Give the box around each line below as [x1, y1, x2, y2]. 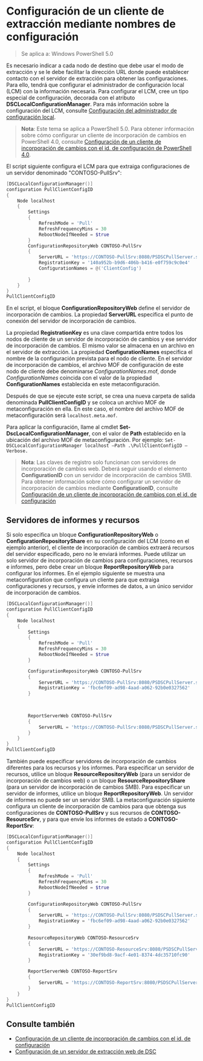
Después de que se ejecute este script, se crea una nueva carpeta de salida [6, 392, 195, 400]
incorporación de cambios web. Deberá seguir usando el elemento [21, 465, 187, 472]
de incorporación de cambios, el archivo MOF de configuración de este [6, 361, 184, 369]
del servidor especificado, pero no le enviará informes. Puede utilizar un [6, 551, 186, 558]
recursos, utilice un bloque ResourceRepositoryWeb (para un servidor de [6, 771, 190, 777]
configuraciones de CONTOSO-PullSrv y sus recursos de [6, 809, 150, 816]
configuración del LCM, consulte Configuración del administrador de [6, 107, 177, 114]
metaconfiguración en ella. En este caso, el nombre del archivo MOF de [6, 405, 184, 413]
